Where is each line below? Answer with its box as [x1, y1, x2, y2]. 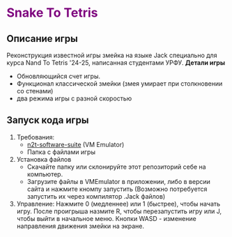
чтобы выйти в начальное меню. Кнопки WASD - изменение [16, 214, 196, 222]
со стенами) [16, 87, 54, 95]
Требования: [16, 132, 55, 141]
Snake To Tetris [6, 5, 98, 21]
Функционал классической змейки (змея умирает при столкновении [16, 79, 223, 88]
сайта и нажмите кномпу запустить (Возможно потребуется [26, 185, 208, 193]
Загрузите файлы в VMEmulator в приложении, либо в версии [26, 177, 210, 185]
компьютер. [26, 169, 63, 178]
